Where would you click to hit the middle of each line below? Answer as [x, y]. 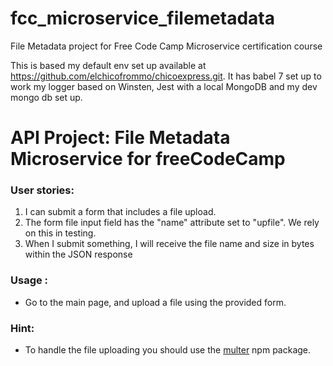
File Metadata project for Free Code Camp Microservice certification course [166, 46]
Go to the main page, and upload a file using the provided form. [155, 302]
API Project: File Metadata [120, 138]
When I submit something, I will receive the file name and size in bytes [169, 244]
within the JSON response [78, 254]
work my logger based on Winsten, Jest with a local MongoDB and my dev [164, 86]
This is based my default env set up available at [108, 65]
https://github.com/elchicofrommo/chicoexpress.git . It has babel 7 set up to [166, 76]
